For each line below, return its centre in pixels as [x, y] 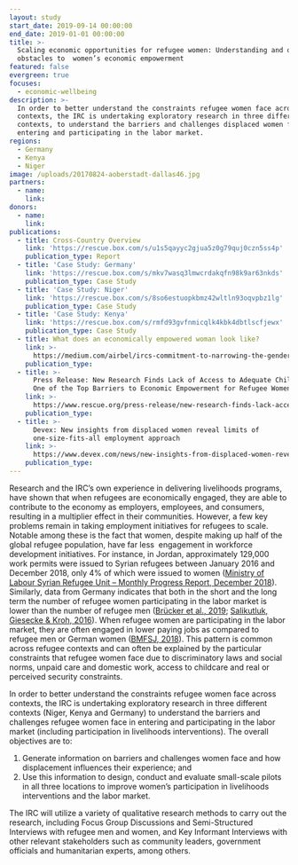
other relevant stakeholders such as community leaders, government [135, 841]
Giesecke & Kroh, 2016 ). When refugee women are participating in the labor [147, 620]
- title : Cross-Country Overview [79, 240]
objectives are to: [41, 741]
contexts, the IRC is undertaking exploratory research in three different [138, 703]
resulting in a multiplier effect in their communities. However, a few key [139, 516]
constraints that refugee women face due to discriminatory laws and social [145, 657]
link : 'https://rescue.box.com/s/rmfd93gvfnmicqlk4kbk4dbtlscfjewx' [154, 323]
